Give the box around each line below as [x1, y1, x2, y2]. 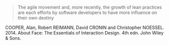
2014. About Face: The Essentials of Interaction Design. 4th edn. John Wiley [5, 30, 164, 35]
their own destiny [17, 15, 54, 20]
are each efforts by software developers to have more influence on [17, 9, 157, 15]
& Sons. [5, 35, 22, 41]
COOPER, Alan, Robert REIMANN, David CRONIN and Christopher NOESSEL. [5, 24, 164, 30]
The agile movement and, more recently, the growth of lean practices [17, 4, 162, 10]
